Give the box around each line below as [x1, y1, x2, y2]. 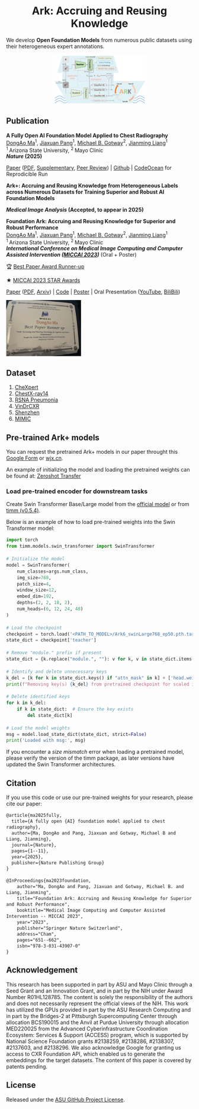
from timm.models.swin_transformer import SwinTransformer [6, 544, 155, 549]
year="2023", [17, 920, 49, 925]
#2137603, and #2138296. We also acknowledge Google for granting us [6, 1044, 182, 1051]
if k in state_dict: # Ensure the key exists [17, 706, 134, 712]
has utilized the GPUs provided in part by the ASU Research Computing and [6, 1006, 191, 1013]
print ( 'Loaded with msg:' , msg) [6, 738, 86, 744]
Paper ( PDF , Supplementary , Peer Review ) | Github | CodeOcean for [6, 165, 172, 172]
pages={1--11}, [11, 848, 49, 854]
